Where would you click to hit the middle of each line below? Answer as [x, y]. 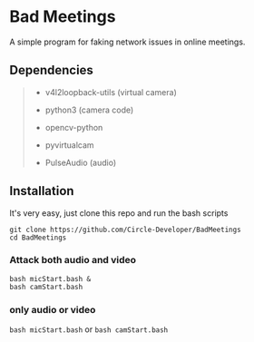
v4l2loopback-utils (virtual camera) [111, 92]
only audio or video [53, 309]
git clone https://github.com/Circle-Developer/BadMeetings [126, 230]
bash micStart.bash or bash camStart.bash [89, 329]
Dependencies [51, 70]
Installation [42, 191]
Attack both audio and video [73, 260]
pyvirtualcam [69, 145]
